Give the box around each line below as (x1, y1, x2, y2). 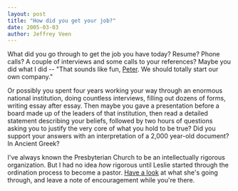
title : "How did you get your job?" (7, 17, 116, 24)
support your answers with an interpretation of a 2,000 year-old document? (7, 132, 229, 140)
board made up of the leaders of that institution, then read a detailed (7, 109, 209, 118)
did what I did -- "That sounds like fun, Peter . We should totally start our (7, 65, 219, 73)
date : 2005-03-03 (7, 24, 59, 31)
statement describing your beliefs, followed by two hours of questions (7, 117, 213, 125)
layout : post (7, 10, 46, 18)
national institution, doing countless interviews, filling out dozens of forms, (7, 94, 226, 103)
